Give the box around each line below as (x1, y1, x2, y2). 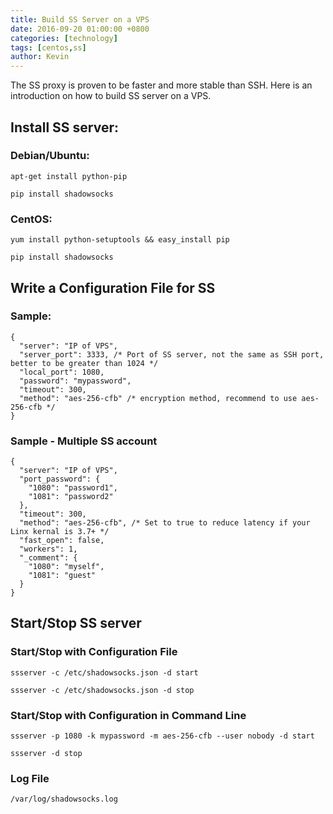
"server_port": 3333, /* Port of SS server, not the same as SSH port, (19, 349, 325, 360)
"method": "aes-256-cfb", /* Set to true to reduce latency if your (19, 518, 311, 528)
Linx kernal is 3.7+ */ (10, 527, 110, 537)
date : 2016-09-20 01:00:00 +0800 (10, 24, 150, 34)
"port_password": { (19, 474, 101, 485)
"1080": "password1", (28, 483, 118, 493)
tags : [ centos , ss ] (10, 42, 87, 53)
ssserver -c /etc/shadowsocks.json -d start (10, 667, 199, 678)
